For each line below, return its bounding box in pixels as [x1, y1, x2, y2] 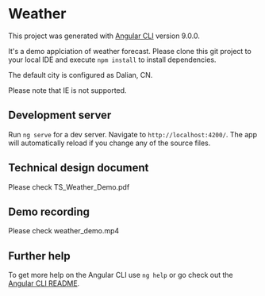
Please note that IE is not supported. [8, 85, 127, 95]
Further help [8, 249, 71, 263]
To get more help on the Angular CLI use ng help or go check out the [8, 271, 233, 280]
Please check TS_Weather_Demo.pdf [8, 182, 130, 191]
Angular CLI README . [8, 279, 80, 288]
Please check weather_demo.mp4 [8, 226, 120, 236]
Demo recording [8, 205, 90, 218]
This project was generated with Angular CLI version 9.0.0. [8, 31, 201, 40]
